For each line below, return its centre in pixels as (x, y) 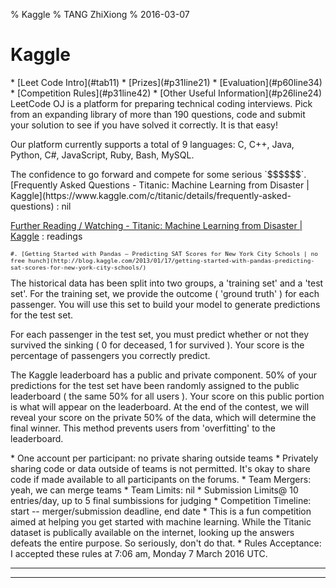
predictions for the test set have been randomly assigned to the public (155, 386)
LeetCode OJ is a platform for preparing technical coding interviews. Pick (161, 103)
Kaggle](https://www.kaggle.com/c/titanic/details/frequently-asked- (151, 195)
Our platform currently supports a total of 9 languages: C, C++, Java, (152, 144)
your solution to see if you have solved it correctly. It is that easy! (144, 125)
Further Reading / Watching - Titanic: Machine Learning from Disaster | (156, 225)
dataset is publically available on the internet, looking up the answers (152, 533)
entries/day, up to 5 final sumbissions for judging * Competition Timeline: (161, 501)
